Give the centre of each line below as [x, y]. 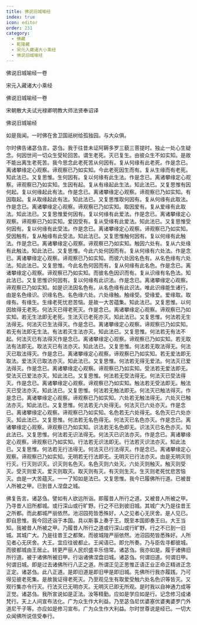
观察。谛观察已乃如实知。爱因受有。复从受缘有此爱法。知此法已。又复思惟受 [98, 221]
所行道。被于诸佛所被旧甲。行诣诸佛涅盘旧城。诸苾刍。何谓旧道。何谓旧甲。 [98, 557]
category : [18, 34]
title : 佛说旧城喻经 [28, 11]
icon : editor [22, 22]
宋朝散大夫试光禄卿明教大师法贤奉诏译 [52, 110]
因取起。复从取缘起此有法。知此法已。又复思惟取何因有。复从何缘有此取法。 [98, 199]
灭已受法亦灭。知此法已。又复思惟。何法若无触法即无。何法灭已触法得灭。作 [98, 390]
